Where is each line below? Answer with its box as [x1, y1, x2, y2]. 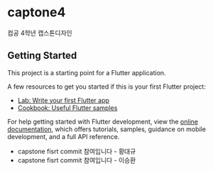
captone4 [7, 4, 66, 21]
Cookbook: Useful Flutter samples [17, 104, 118, 112]
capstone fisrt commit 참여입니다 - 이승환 [17, 155, 136, 164]
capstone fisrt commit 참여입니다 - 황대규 [17, 147, 136, 155]
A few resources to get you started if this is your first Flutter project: [7, 82, 206, 91]
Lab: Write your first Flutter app [17, 96, 110, 104]
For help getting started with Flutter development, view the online [7, 117, 199, 126]
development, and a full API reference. [7, 132, 120, 140]
